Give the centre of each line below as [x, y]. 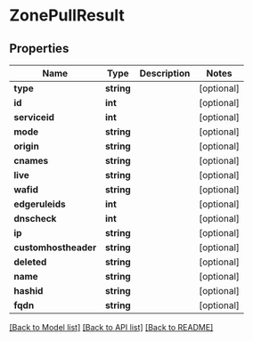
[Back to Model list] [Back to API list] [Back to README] [111, 327]
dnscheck [35, 219]
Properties [39, 49]
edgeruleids [40, 204]
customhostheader [55, 248]
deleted [30, 262]
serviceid [34, 117]
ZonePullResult [67, 16]
